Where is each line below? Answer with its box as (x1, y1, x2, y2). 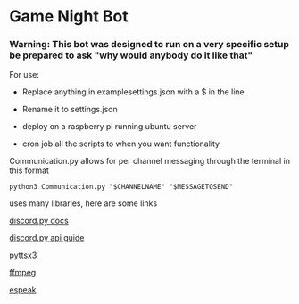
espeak (9, 284, 37, 295)
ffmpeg (9, 267, 37, 278)
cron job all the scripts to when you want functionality (21, 138, 220, 149)
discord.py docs (9, 216, 69, 226)
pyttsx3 (9, 250, 37, 260)
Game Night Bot (9, 6, 129, 27)
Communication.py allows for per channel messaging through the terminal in (9, 156, 290, 167)
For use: (9, 70, 40, 80)
